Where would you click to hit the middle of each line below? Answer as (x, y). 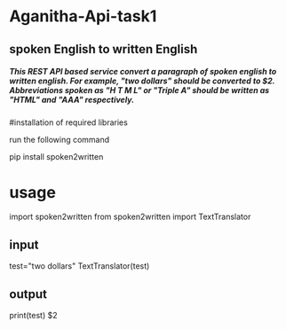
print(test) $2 (33, 316)
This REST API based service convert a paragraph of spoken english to (143, 72)
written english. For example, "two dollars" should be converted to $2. (142, 81)
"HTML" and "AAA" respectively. (72, 100)
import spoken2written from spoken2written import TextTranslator (130, 217)
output (28, 294)
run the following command (60, 139)
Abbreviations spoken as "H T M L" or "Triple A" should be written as (139, 90)
